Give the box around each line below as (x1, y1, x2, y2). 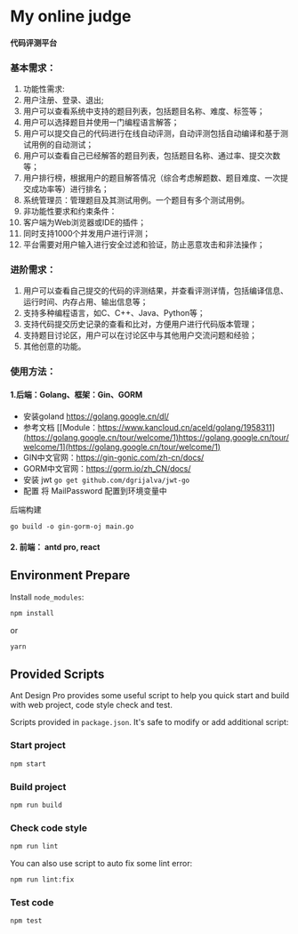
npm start (10, 759, 47, 769)
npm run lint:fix (10, 874, 75, 884)
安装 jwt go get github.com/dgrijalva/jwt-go (22, 474, 190, 485)
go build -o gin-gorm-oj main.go (10, 522, 134, 531)
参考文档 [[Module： (22, 422, 99, 432)
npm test (10, 916, 43, 926)
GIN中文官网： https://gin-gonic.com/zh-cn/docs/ (22, 452, 205, 463)
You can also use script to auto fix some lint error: (10, 858, 193, 868)
